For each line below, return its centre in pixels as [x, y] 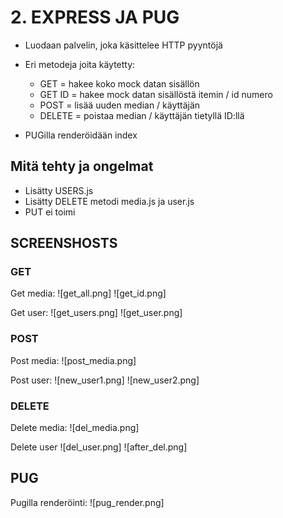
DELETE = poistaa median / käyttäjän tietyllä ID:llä [142, 115]
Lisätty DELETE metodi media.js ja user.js [109, 201]
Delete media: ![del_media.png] [75, 428]
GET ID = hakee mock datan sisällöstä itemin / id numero [156, 94]
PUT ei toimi [50, 212]
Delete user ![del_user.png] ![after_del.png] [99, 447]
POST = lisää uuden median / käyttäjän [120, 105]
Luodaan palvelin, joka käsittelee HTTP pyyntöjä [123, 45]
